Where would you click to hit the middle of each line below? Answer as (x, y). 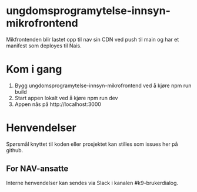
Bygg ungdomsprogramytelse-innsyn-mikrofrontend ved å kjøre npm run (103, 85)
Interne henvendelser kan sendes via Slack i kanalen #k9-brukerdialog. (92, 183)
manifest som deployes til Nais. (44, 46)
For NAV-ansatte (37, 169)
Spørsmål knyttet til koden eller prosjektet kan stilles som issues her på (92, 144)
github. (15, 150)
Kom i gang (34, 69)
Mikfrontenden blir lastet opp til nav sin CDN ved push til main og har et (93, 39)
